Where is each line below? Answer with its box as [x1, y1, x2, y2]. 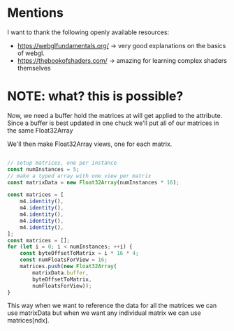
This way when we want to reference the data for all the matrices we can [7, 302, 217, 310]
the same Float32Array [7, 126, 73, 134]
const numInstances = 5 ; [7, 165, 80, 172]
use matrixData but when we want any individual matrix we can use [7, 309, 201, 317]
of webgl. [17, 49, 45, 57]
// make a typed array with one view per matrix [7, 172, 152, 179]
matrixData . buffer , [32, 269, 89, 277]
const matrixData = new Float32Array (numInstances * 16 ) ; [7, 179, 180, 186]
